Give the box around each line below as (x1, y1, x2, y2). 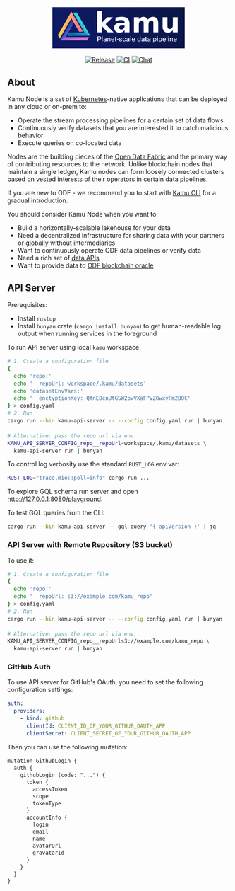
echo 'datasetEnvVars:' (13, 387, 83, 395)
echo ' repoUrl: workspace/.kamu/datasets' (13, 380, 147, 387)
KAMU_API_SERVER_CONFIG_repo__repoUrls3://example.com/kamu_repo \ (7, 638, 210, 645)
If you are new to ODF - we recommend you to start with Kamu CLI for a (7, 189, 217, 197)
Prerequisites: (7, 301, 48, 309)
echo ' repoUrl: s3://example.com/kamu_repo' (13, 593, 153, 600)
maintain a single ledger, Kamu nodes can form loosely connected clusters (7, 168, 224, 176)
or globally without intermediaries (17, 238, 116, 247)
